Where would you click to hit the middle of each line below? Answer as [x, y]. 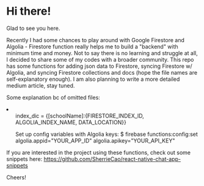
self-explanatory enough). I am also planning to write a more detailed [93, 79]
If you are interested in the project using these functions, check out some [99, 152]
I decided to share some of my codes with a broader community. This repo [100, 59]
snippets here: [24, 159]
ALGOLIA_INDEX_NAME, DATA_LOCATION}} [71, 122]
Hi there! [29, 11]
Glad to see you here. [33, 28]
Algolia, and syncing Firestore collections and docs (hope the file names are [102, 72]
